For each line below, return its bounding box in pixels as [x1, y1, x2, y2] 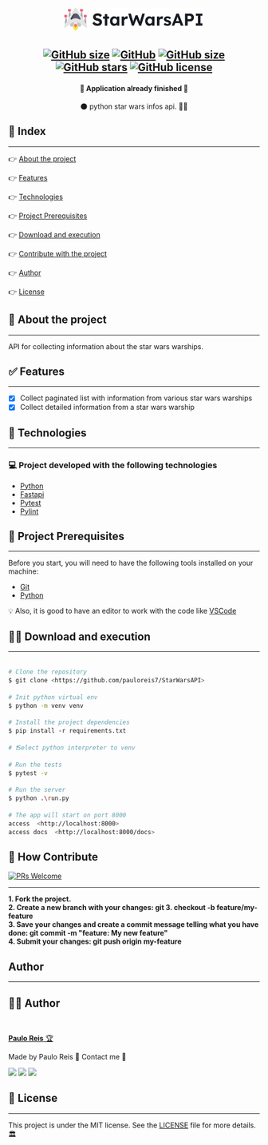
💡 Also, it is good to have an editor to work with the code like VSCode [8, 606, 237, 616]
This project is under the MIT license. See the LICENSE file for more [8, 1120, 231, 1130]
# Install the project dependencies [8, 718, 130, 726]
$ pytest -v [8, 769, 48, 777]
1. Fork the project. [8, 894, 72, 904]
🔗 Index [8, 125, 46, 138]
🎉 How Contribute [8, 850, 98, 864]
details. [232, 1120, 257, 1130]
